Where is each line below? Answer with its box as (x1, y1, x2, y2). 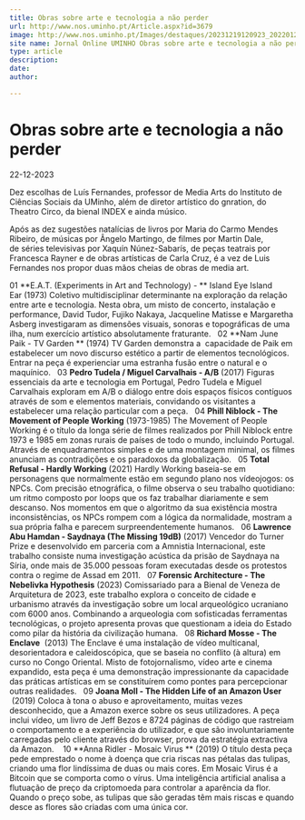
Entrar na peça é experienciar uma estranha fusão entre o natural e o (9, 356, 268, 368)
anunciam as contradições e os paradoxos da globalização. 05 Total (9, 454, 270, 465)
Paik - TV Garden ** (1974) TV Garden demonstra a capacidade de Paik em (9, 337, 293, 348)
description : (9, 55, 59, 65)
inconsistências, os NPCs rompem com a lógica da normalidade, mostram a (9, 511, 292, 523)
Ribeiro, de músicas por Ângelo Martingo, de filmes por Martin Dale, (9, 233, 264, 244)
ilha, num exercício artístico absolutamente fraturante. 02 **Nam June (9, 328, 279, 339)
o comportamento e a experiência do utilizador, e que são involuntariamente (9, 724, 295, 735)
